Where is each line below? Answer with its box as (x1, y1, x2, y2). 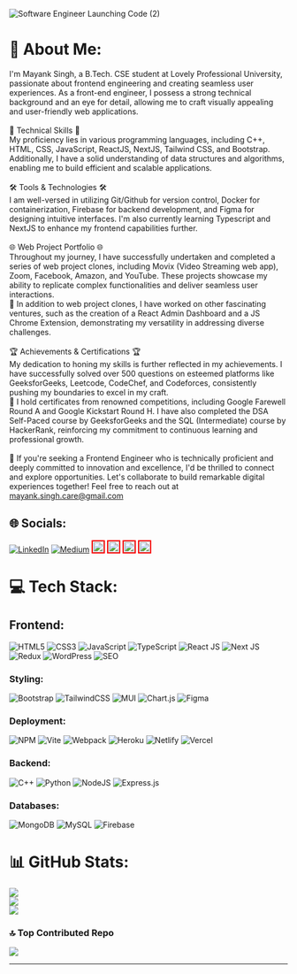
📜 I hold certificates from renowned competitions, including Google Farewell (9, 396, 286, 407)
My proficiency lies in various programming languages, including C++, (9, 134, 265, 145)
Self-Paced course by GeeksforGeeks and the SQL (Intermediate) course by (9, 415, 286, 426)
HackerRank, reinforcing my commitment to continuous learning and (9, 425, 258, 435)
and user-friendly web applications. (9, 106, 139, 117)
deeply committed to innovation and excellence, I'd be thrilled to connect (9, 462, 275, 472)
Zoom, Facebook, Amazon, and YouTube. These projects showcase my (9, 270, 268, 280)
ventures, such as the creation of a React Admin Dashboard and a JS (9, 308, 261, 318)
